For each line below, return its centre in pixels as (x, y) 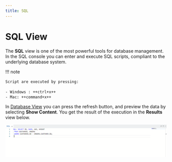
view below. (18, 117)
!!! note (13, 72)
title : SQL (17, 11)
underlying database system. (36, 62)
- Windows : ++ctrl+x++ (31, 92)
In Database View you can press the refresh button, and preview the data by (86, 106)
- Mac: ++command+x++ (28, 97)
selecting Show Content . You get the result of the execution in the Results (84, 112)
